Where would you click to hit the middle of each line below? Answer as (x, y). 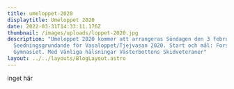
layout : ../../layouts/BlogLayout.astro (67, 59)
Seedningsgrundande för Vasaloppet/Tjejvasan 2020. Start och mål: (114, 46)
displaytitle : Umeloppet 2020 (51, 20)
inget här (20, 78)
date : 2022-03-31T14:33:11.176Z (54, 26)
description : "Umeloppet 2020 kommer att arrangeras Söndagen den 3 (109, 39)
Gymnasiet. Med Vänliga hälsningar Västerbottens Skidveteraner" (110, 52)
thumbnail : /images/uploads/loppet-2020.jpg (73, 33)
